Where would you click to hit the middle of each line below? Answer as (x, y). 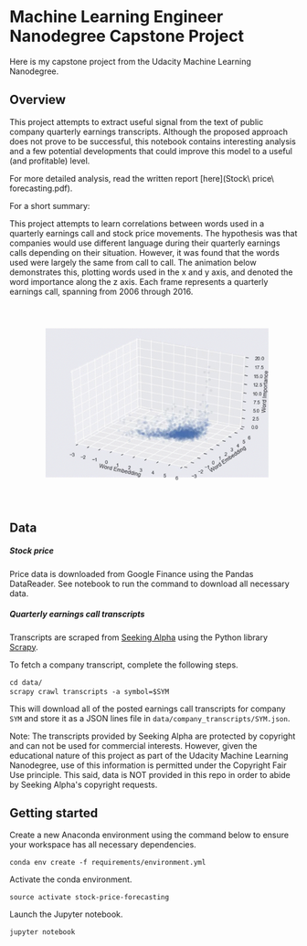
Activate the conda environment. (71, 879)
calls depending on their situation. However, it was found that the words (145, 252)
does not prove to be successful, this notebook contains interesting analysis (153, 141)
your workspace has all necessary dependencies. (103, 845)
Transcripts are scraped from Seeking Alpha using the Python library (138, 637)
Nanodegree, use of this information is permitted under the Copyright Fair (148, 765)
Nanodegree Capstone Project (127, 36)
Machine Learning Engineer (116, 17)
